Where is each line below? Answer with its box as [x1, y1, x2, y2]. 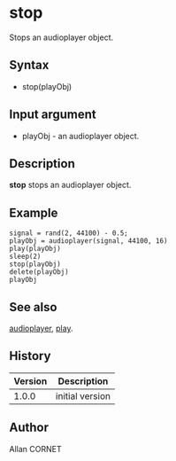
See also [9, 300, 57, 315]
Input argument [9, 107, 96, 122]
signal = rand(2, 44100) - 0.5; [9, 229, 128, 238]
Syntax [9, 58, 50, 73]
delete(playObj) [9, 268, 69, 277]
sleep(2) [9, 252, 42, 262]
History [9, 348, 51, 363]
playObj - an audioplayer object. [21, 130, 140, 141]
